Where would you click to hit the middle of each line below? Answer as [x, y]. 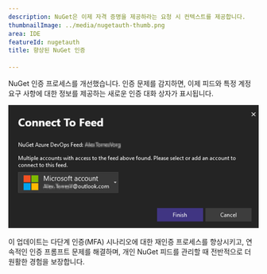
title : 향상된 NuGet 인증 [47, 51]
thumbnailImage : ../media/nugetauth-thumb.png [87, 25]
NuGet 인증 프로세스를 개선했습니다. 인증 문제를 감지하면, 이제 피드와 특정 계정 [130, 83]
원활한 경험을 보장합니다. [46, 262]
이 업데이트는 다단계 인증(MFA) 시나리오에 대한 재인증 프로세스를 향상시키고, [126, 242]
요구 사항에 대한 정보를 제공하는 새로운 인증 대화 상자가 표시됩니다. [111, 93]
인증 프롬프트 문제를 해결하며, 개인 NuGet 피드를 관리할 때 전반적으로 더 [140, 252]
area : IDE [25, 33]
